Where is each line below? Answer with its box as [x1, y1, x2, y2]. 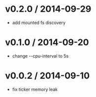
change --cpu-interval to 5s [12, 53, 69, 59]
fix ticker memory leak [12, 86, 58, 92]
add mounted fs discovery [12, 20, 65, 25]
